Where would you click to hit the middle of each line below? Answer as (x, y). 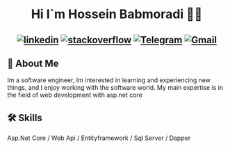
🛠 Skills (25, 118)
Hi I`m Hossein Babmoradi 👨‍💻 (117, 14)
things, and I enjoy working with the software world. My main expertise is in (115, 88)
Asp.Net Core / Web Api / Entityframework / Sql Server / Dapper (99, 138)
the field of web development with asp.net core (75, 95)
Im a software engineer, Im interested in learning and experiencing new (109, 80)
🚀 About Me (33, 63)
